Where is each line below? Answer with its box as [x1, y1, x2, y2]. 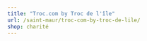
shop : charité [7, 23, 49, 30]
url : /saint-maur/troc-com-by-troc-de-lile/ [7, 17, 141, 24]
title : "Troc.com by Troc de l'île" [7, 10, 115, 17]
